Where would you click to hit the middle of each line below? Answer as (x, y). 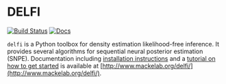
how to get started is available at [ (55, 66)
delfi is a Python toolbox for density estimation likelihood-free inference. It (113, 44)
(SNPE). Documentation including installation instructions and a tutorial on (111, 58)
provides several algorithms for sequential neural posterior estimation (105, 51)
